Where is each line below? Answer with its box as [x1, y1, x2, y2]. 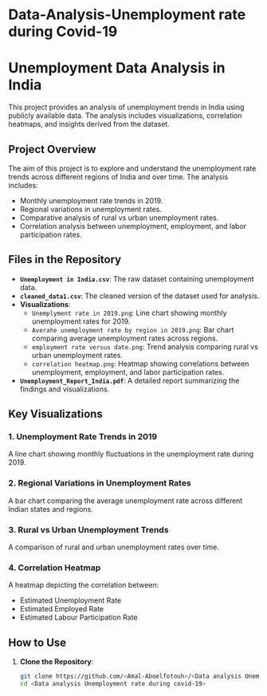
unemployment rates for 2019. [31, 317, 131, 326]
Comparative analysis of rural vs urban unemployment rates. [19, 213, 219, 222]
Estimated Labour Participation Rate [19, 612, 138, 623]
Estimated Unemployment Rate [19, 596, 122, 605]
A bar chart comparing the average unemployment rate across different [8, 496, 243, 505]
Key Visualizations [8, 407, 104, 421]
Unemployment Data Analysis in [8, 59, 226, 77]
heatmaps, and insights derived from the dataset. [8, 120, 170, 129]
